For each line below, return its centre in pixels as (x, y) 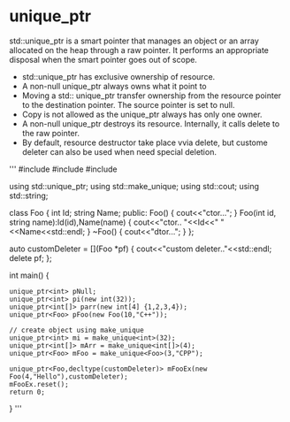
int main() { (30, 275)
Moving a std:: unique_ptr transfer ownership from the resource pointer (152, 96)
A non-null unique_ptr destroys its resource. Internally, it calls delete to (151, 123)
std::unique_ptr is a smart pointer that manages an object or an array (134, 41)
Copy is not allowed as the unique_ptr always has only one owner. (142, 114)
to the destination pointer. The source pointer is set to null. (128, 104)
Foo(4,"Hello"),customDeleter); (69, 376)
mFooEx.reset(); (39, 384)
